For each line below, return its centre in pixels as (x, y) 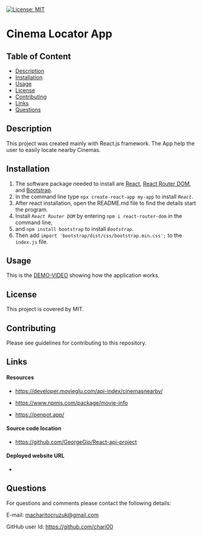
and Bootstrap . (34, 190)
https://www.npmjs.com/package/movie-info (71, 403)
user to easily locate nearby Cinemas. (54, 149)
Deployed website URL (36, 456)
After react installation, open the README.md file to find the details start (106, 203)
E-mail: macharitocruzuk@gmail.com (53, 515)
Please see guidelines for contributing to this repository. (77, 343)
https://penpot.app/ (40, 414)
